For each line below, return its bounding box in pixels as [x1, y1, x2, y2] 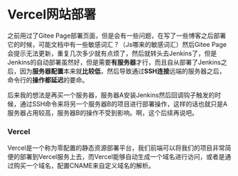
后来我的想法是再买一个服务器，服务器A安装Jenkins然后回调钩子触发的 [7, 90, 215, 99]
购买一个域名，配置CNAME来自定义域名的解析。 [13, 161, 155, 170]
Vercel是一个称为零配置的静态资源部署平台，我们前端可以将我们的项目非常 [7, 143, 225, 153]
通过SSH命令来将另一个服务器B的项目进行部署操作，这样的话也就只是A [19, 99, 228, 108]
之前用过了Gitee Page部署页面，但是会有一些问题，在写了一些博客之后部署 [7, 31, 227, 40]
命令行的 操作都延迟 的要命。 [7, 75, 89, 84]
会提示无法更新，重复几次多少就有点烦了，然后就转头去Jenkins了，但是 [7, 49, 217, 57]
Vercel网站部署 [7, 6, 97, 23]
